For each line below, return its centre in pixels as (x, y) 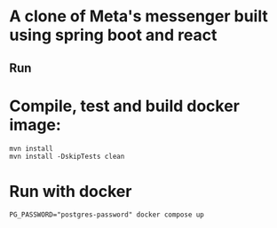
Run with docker (71, 191)
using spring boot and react (113, 35)
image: (36, 125)
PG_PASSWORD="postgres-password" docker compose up (107, 215)
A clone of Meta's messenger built (138, 16)
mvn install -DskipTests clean (67, 156)
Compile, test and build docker (124, 106)
